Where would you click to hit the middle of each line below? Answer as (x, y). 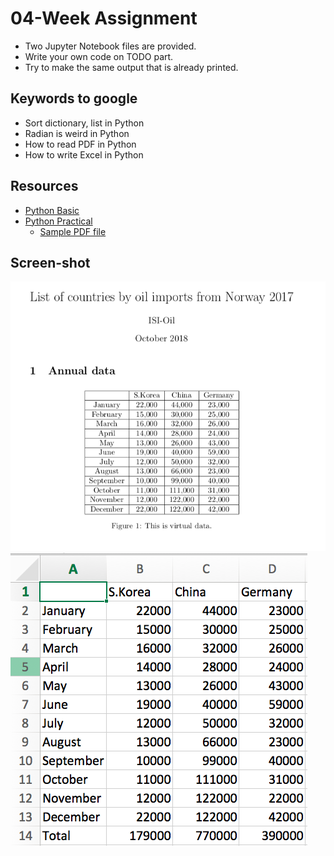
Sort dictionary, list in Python (84, 123)
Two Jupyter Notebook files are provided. (110, 46)
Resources (44, 186)
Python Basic (52, 210)
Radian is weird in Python (77, 133)
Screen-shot (50, 262)
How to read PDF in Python (80, 144)
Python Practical (58, 221)
